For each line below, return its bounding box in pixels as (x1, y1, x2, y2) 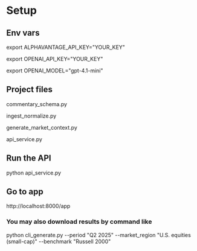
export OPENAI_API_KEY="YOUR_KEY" (6, 56, 103, 62)
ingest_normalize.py (6, 112, 57, 119)
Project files (6, 84, 53, 95)
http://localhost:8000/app (6, 203, 71, 210)
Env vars (6, 28, 40, 38)
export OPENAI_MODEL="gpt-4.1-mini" (6, 67, 103, 74)
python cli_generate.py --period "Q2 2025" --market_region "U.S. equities (6, 231, 192, 238)
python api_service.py (6, 169, 62, 176)
